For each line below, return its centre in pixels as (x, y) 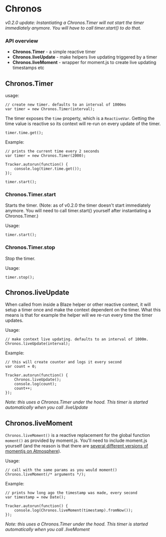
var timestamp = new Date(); (35, 497)
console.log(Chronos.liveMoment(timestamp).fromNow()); (74, 510)
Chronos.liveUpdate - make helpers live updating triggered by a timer (85, 57)
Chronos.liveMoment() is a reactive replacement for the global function (77, 435)
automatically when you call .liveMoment (47, 529)
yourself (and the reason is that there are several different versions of (77, 446)
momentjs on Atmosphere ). (33, 451)
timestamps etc (28, 68)
